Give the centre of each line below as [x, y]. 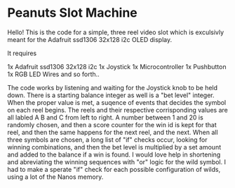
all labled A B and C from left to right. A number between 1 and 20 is [105, 117]
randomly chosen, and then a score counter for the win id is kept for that [112, 124]
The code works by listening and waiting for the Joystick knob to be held [113, 87]
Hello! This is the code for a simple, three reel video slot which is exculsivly [116, 32]
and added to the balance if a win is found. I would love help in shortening [114, 154]
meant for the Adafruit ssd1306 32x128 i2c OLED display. [90, 39]
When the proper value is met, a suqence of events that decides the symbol [117, 102]
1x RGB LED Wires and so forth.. [53, 74]
